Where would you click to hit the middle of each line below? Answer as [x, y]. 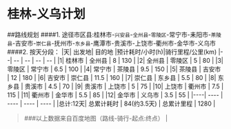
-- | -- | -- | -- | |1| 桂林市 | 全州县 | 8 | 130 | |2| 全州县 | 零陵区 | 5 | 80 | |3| [119, 60]
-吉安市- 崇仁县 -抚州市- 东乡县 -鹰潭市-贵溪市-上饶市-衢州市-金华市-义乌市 [114, 43]
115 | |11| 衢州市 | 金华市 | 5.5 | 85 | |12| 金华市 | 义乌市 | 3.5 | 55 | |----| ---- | [115, 95]
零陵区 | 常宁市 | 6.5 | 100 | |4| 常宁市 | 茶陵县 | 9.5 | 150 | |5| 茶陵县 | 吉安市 [114, 69]
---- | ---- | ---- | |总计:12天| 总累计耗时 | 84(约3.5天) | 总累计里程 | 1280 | [111, 103]
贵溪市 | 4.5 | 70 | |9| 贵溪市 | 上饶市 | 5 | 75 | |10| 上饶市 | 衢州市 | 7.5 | [124, 86]
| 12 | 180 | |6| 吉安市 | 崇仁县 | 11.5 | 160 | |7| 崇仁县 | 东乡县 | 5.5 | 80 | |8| [112, 77]
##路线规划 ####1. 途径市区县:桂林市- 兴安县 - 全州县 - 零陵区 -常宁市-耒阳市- [109, 34]
